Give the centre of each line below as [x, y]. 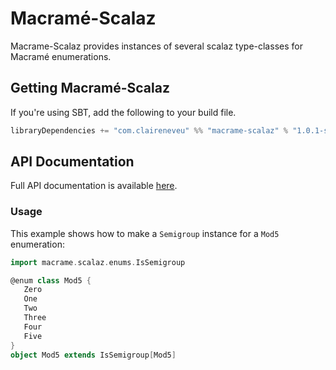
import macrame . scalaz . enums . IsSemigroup [98, 262]
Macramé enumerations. [61, 56]
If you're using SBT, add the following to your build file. [123, 112]
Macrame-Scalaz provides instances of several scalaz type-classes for [156, 46]
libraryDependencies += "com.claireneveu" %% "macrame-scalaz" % [149, 130]
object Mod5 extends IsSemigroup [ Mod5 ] [93, 355]
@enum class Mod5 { [51, 280]
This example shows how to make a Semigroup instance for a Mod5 [145, 233]
